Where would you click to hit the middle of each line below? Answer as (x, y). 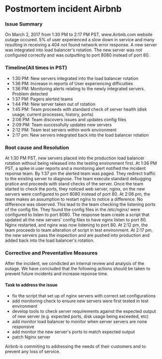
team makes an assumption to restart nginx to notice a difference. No (74, 199)
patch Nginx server (31, 337)
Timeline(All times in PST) (36, 68)
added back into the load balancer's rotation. (50, 240)
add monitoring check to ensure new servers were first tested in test (80, 301)
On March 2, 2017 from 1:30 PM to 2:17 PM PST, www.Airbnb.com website (79, 34)
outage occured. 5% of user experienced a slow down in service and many (80, 40)
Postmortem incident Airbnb (63, 9)
